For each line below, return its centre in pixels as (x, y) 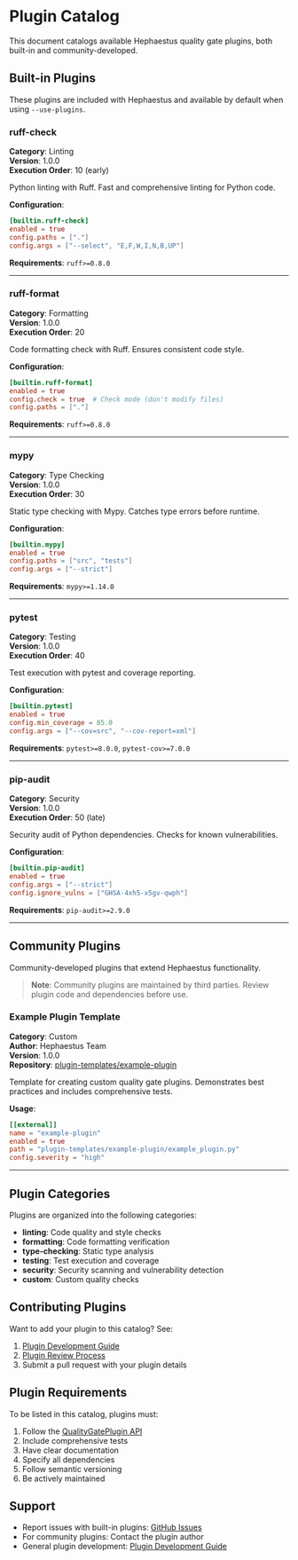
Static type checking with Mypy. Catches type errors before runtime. (134, 511)
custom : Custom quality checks (80, 1280)
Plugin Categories (60, 1194)
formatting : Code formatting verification (96, 1242)
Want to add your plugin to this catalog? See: (91, 1328)
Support (32, 1506)
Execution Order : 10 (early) (59, 170)
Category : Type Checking (57, 475)
